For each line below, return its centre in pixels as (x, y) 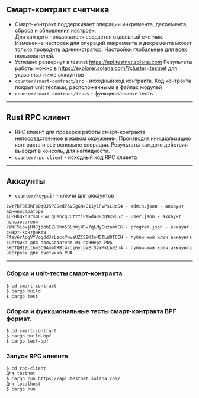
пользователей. (35, 55)
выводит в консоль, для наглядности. (62, 151)
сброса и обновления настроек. (55, 30)
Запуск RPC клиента (37, 356)
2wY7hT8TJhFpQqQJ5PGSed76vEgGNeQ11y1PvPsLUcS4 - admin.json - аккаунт (95, 206)
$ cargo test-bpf (28, 341)
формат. (19, 319)
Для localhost (24, 384)
